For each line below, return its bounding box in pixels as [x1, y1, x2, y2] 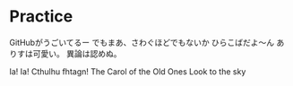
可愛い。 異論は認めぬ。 [32, 47, 122, 59]
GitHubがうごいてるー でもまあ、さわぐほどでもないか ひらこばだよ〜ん [9, 37, 275, 47]
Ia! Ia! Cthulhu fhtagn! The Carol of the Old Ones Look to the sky [9, 65, 246, 77]
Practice [9, 6, 73, 27]
